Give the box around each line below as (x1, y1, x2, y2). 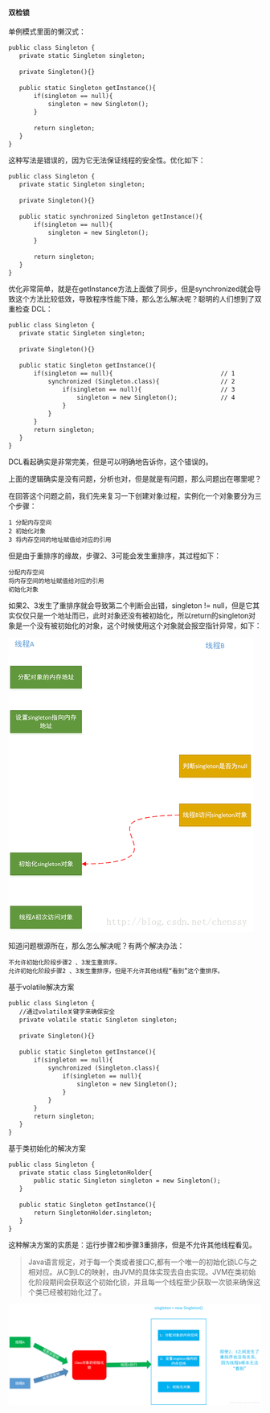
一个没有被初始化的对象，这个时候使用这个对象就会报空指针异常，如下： (22, 621, 262, 631)
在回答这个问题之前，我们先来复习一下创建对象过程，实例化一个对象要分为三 (8, 491, 262, 501)
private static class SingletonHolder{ (18, 1169, 153, 1177)
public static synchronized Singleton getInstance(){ (18, 213, 203, 221)
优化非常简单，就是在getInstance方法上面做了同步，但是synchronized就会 (8, 284, 255, 294)
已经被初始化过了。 (42, 1288, 106, 1297)
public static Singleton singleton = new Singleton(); (33, 1177, 221, 1185)
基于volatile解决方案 (8, 982, 75, 992)
